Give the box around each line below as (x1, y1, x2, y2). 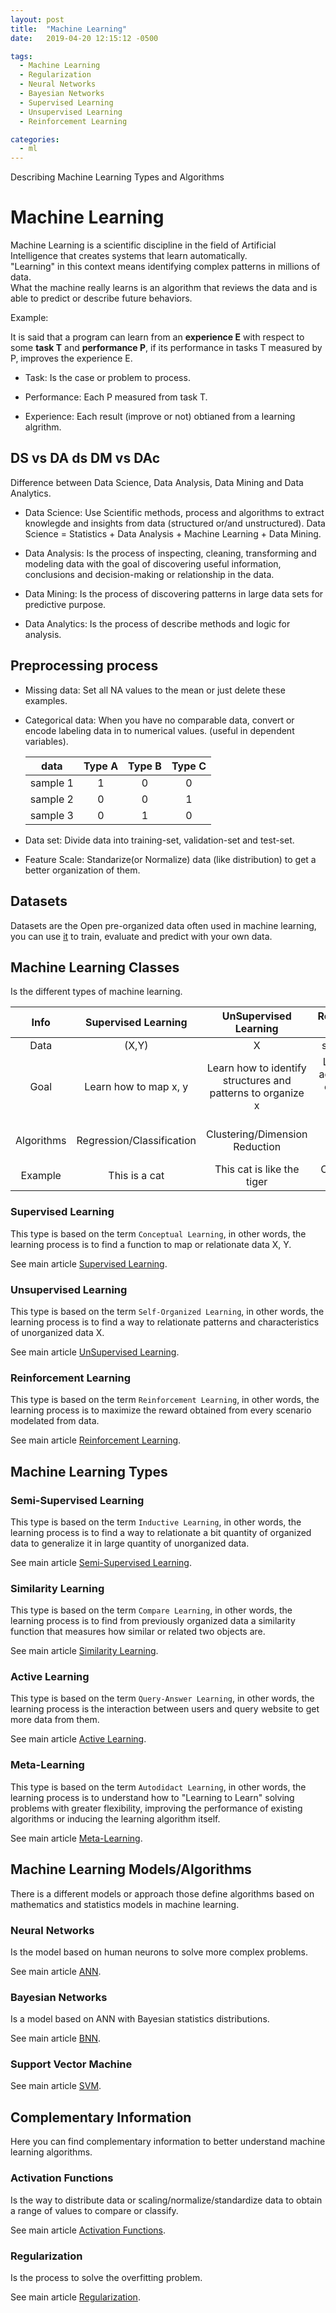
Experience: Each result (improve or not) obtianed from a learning (24, 411, 296, 423)
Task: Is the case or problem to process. (24, 372, 191, 384)
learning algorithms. (10, 2146, 93, 2158)
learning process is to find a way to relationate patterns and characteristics (10, 1316, 320, 1328)
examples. (24, 694, 68, 706)
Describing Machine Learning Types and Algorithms (10, 171, 225, 183)
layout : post (10, 14, 65, 25)
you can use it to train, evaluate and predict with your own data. (10, 930, 273, 942)
